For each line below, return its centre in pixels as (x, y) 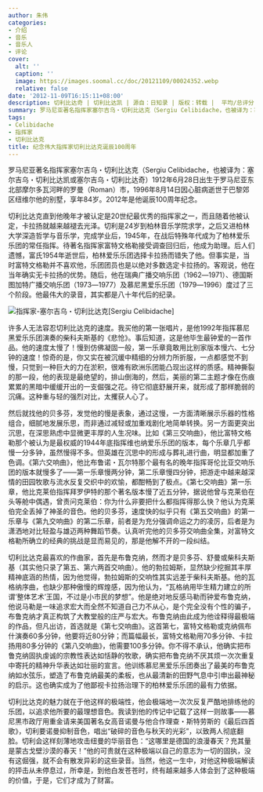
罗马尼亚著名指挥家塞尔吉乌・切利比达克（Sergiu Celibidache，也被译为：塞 (131, 170)
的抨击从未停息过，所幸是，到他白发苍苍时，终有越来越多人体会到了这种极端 (131, 771)
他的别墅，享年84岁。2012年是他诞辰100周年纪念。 (118, 199)
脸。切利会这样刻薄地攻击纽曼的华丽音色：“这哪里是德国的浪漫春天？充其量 (130, 741)
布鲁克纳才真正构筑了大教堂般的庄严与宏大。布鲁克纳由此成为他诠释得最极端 (131, 616)
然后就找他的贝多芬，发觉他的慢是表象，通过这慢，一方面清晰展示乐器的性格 (131, 414)
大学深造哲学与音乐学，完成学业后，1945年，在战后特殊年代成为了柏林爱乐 (129, 235)
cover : (19, 60)
